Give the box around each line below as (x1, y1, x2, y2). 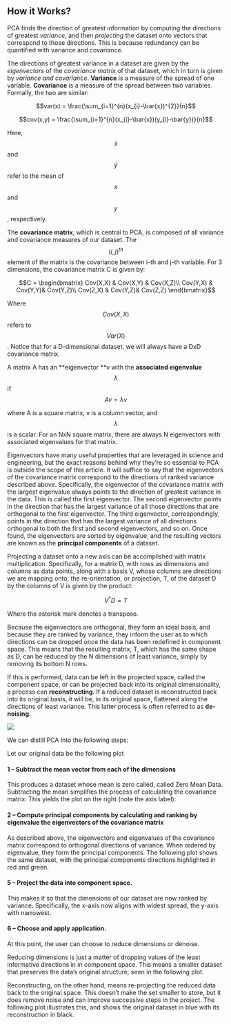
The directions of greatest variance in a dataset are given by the (7, 59, 190, 68)
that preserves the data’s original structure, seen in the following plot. (7, 967, 205, 976)
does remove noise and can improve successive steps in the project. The (7, 996, 215, 1004)
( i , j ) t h (108, 246, 124, 256)
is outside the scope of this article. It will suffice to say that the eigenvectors (7, 465, 224, 474)
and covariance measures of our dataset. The (7, 235, 137, 243)
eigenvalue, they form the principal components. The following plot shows (7, 848, 218, 856)
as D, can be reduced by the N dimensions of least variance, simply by (7, 652, 208, 661)
